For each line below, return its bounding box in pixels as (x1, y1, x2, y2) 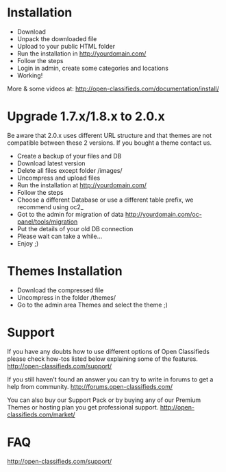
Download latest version (16, 159, 86, 167)
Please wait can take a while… (16, 232, 103, 240)
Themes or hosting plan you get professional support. (7, 403, 159, 411)
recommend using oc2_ (16, 202, 84, 211)
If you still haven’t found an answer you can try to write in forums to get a (7, 375, 214, 383)
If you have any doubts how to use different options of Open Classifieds (7, 347, 210, 355)
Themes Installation (7, 263, 123, 279)
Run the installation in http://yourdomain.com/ (16, 49, 147, 58)
